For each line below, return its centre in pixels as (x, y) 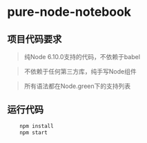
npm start (34, 132)
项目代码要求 (35, 39)
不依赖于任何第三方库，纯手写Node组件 (80, 71)
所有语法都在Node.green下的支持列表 (77, 86)
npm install (37, 126)
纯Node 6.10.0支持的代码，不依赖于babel (82, 57)
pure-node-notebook (69, 12)
